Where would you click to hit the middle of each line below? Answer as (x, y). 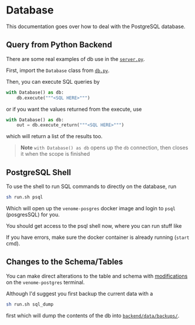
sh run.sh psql (25, 197)
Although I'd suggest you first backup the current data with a (80, 293)
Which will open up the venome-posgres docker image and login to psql (91, 208)
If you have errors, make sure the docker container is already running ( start (98, 237)
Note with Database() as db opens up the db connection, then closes (104, 148)
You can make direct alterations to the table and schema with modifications (97, 276)
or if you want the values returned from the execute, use (74, 109)
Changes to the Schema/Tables (65, 262)
